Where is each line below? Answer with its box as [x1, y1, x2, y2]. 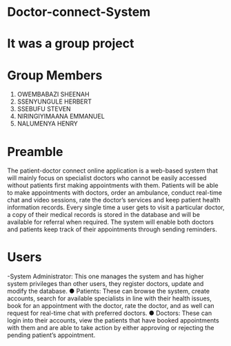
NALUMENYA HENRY [17, 119, 78, 128]
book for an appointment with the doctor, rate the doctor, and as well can [7, 302, 215, 310]
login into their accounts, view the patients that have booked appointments [7, 316, 219, 325]
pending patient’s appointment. [7, 331, 96, 339]
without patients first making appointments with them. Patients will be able [7, 181, 219, 190]
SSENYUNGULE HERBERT [17, 97, 92, 106]
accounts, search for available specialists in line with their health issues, [7, 294, 212, 302]
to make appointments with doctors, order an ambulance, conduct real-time [7, 189, 223, 197]
